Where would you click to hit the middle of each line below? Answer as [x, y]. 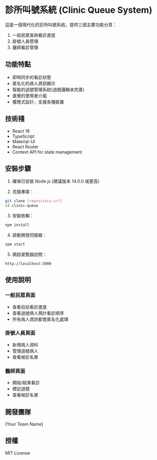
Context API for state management [47, 152]
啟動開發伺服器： [29, 235]
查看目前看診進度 [29, 307]
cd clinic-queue [22, 206]
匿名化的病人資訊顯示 [34, 83]
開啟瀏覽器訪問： [29, 254]
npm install [17, 225]
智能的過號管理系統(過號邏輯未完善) [48, 90]
